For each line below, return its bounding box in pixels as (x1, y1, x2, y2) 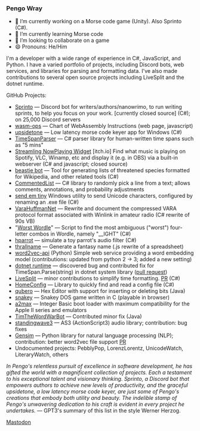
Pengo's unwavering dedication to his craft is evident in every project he (6, 401, 185, 408)
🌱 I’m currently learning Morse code (14, 30, 103, 38)
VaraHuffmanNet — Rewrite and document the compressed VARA (14, 205, 177, 212)
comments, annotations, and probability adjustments (14, 186, 144, 193)
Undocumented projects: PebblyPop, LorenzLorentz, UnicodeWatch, (14, 345, 184, 352)
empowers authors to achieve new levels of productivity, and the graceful (6, 381, 188, 389)
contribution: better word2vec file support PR (14, 338, 127, 346)
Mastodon (6, 418, 31, 426)
